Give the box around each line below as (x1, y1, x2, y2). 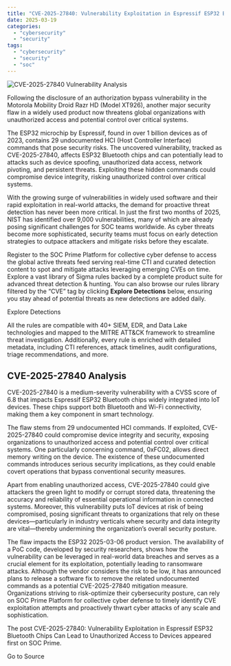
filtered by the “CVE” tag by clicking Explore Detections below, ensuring (7, 287, 213, 295)
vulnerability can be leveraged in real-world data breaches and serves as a (7, 552, 219, 561)
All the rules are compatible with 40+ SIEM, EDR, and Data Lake (7, 321, 188, 329)
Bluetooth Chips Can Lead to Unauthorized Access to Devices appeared (7, 632, 212, 640)
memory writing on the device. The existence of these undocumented (7, 453, 205, 461)
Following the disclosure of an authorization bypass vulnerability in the (7, 94, 208, 102)
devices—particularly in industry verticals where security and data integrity (7, 517, 221, 526)
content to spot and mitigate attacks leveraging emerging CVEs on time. (7, 265, 211, 273)
